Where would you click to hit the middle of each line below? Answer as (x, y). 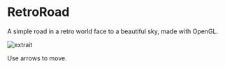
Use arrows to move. (37, 58)
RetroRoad (38, 12)
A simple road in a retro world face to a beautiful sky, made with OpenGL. (113, 31)
